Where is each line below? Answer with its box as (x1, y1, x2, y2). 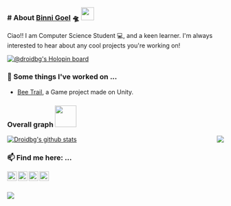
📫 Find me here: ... (7, 152, 72, 162)
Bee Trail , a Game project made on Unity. (16, 87, 134, 96)
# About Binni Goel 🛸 (7, 12, 80, 22)
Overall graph (7, 119, 54, 129)
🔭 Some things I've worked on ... (7, 72, 118, 82)
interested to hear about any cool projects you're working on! (7, 41, 181, 50)
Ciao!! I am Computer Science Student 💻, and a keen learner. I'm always (7, 32, 213, 40)
